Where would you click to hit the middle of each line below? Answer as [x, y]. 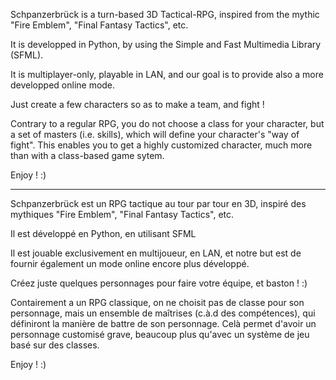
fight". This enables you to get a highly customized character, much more [161, 145]
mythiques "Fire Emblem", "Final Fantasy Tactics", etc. [122, 214]
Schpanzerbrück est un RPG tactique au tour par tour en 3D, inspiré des [158, 203]
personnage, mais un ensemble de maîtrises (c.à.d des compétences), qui [163, 313]
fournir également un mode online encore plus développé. [130, 263]
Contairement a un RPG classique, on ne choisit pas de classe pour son [157, 302]
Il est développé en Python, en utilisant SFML [103, 233]
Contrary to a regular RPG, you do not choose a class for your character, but [167, 123]
